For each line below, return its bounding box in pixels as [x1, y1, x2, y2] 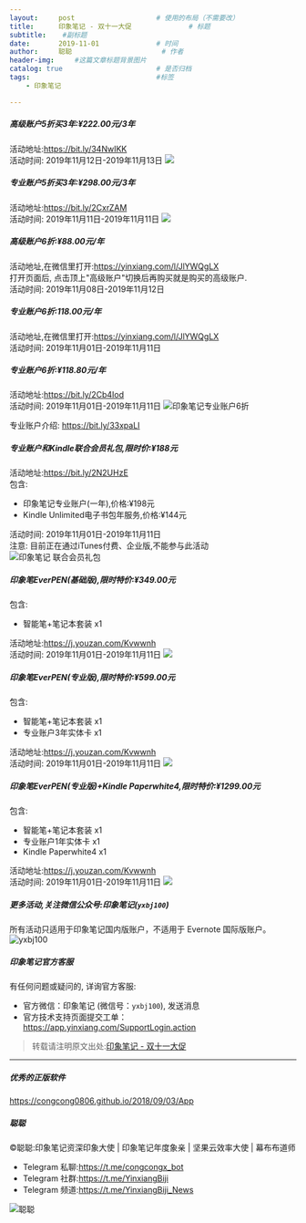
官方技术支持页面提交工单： [22, 1011, 127, 1022]
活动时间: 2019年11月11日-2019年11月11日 [9, 213, 159, 224]
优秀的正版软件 [9, 1072, 66, 1083]
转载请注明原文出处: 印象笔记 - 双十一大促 [31, 1041, 187, 1052]
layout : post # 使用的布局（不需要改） [9, 13, 240, 23]
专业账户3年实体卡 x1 [22, 727, 102, 739]
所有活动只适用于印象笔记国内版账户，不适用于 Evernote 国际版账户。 [9, 924, 271, 935]
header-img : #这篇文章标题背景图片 [9, 56, 148, 65]
